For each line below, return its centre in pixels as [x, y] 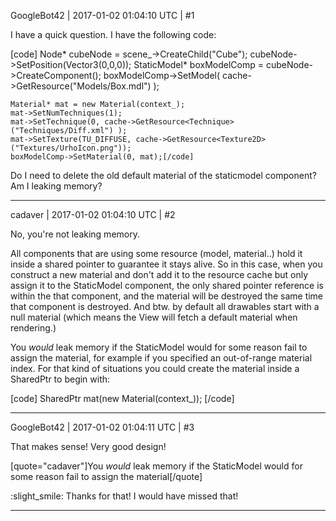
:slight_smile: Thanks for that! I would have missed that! [124, 496]
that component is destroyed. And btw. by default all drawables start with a [165, 306]
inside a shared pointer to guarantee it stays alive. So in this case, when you [166, 264]
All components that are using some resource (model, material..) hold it [156, 253]
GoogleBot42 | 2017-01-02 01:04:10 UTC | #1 [102, 15]
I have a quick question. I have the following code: [113, 34]
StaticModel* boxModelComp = [198, 64]
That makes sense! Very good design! [88, 446]
